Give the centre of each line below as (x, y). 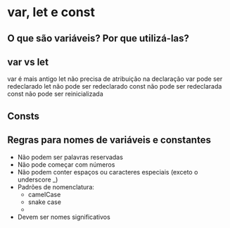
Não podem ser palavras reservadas (70, 157)
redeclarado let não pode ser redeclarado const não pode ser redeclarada (115, 87)
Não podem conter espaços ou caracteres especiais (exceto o (108, 172)
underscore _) (38, 179)
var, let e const (51, 12)
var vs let (28, 62)
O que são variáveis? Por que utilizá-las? (98, 38)
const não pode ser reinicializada (55, 94)
